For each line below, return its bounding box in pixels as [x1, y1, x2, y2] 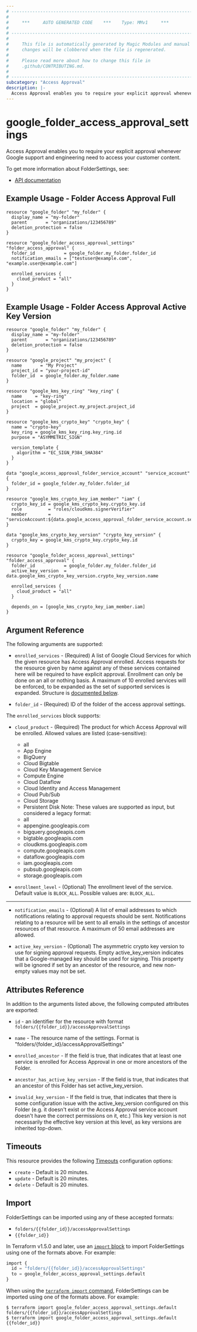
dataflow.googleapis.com [23, 853, 85, 860]
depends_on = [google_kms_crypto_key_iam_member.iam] [11, 604, 145, 610]
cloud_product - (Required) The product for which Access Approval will [14, 724, 186, 731]
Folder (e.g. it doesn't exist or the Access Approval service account [14, 1106, 178, 1113]
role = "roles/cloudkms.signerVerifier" [11, 506, 135, 512]
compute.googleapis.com [23, 847, 86, 854]
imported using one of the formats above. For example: [6, 1293, 140, 1300]
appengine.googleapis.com [23, 822, 90, 829]
